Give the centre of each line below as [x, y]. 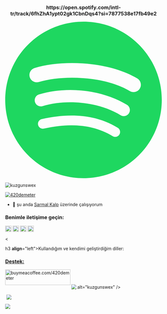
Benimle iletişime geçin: [35, 218]
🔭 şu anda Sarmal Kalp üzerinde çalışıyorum [57, 205]
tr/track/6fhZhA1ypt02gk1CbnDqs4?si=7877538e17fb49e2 [83, 13]
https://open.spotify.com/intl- [83, 7]
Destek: [15, 261]
